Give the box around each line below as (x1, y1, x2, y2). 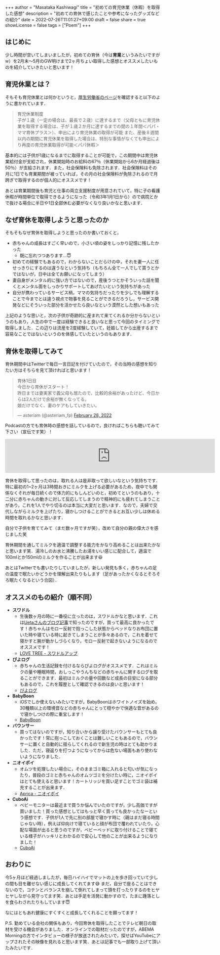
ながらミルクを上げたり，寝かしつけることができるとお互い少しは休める (13, 508, 160, 514)
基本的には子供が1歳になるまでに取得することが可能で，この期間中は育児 (5, 152, 154, 158)
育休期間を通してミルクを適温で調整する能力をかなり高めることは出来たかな (5, 542, 161, 548)
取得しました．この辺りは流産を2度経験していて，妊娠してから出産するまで (5, 325, 159, 331)
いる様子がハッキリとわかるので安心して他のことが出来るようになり (19, 833, 158, 839)
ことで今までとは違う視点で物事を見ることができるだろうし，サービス (12, 296, 155, 302)
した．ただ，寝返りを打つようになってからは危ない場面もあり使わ (19, 747, 154, 753)
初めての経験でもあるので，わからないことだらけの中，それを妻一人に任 (12, 259, 159, 265)
